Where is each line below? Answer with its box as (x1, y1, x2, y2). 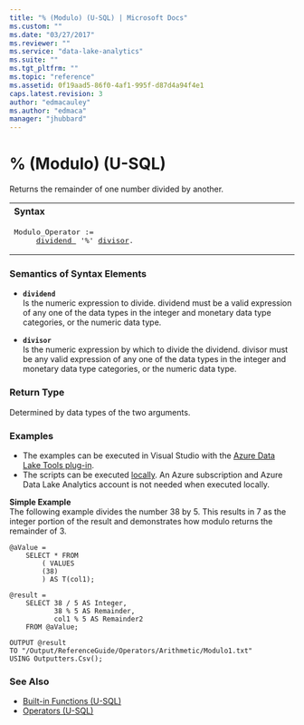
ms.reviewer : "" (9, 38, 71, 48)
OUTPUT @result (9, 638, 67, 647)
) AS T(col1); (42, 574, 95, 583)
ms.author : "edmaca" (9, 106, 88, 115)
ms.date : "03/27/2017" (9, 30, 95, 39)
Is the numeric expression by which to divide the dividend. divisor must (22, 344, 289, 355)
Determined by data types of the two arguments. (9, 407, 191, 417)
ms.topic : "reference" (9, 73, 95, 82)
